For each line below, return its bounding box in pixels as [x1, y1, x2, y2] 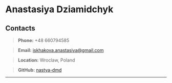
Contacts [5, 24, 36, 33]
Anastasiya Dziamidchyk [5, 4, 114, 15]
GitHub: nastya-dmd [17, 67, 62, 73]
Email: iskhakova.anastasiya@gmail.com [17, 47, 104, 53]
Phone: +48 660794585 [17, 37, 70, 43]
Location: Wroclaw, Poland [17, 57, 75, 63]
